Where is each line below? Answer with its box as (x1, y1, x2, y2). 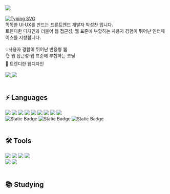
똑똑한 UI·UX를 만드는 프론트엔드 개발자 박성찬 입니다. (5, 21, 114, 28)
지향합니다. (18, 34, 41, 40)
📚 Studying (5, 180, 44, 189)
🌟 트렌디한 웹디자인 (5, 61, 45, 67)
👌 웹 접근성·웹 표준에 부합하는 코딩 (5, 53, 76, 58)
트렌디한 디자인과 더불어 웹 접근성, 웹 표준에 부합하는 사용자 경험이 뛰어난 (5, 28, 152, 34)
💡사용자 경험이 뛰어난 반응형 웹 (5, 46, 68, 52)
